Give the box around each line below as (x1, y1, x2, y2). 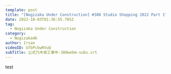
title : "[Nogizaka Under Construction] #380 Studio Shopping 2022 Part (5, 12, 160, 17)
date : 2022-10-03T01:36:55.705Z (5, 17, 74, 22)
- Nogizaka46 (10, 36, 38, 41)
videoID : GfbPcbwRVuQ (5, 45, 51, 50)
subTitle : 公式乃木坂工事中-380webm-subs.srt (5, 50, 98, 55)
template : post (5, 7, 38, 13)
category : (5, 31, 26, 36)
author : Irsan (5, 41, 36, 46)
